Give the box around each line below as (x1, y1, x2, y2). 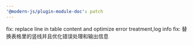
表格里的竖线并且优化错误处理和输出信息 (11, 33, 109, 40)
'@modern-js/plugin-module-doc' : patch (6, 8, 104, 15)
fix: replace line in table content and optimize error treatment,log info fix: (6, 25, 181, 32)
